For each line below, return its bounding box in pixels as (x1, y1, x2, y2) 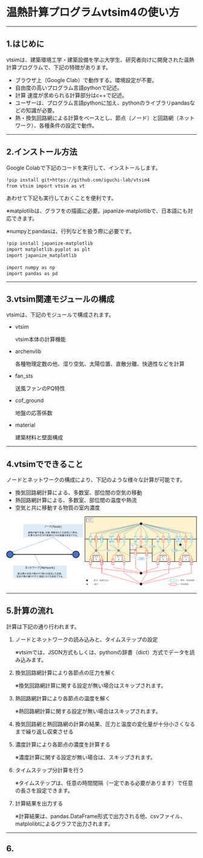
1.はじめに (6, 39, 45, 49)
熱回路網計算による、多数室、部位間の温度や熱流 (14, 497, 137, 504)
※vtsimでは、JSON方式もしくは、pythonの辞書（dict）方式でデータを (14, 648, 190, 656)
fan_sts (14, 372, 33, 379)
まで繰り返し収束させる (14, 727, 74, 735)
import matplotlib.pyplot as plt (6, 246, 91, 253)
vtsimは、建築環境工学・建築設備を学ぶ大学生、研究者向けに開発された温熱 (6, 56, 195, 63)
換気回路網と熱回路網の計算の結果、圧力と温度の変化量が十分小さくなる (14, 720, 195, 727)
